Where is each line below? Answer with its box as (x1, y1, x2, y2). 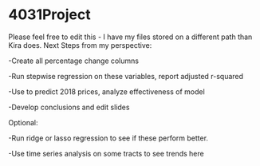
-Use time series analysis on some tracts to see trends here (8, 148, 205, 158)
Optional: (8, 117, 38, 127)
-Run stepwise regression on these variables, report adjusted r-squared (8, 71, 244, 81)
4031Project (8, 6, 91, 24)
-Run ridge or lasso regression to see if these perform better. (8, 133, 209, 143)
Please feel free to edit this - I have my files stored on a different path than (8, 32, 253, 41)
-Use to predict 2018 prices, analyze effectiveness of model (8, 86, 205, 97)
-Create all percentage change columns (8, 56, 140, 65)
